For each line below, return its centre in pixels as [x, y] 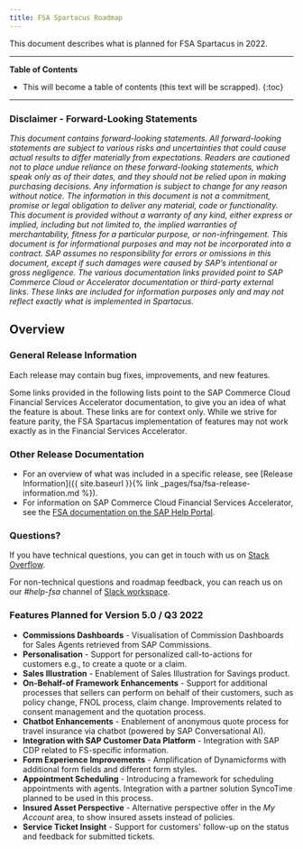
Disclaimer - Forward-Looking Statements [104, 118]
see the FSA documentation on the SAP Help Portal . [119, 512]
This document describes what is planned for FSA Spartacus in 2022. [138, 43]
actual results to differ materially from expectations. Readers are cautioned [150, 157]
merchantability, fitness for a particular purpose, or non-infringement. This [149, 234]
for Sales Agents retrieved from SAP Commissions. [117, 644]
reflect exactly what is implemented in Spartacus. [101, 301]
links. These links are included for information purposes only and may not [147, 291]
